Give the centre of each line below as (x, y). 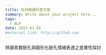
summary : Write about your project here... (51, 14)
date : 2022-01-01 (23, 28)
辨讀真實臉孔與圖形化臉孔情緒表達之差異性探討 (53, 47)
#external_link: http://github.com (42, 33)
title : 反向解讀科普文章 (28, 10)
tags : (11, 19)
